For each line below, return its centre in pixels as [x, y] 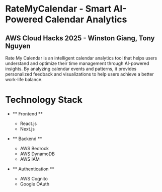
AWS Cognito [34, 178]
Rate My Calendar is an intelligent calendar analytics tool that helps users [81, 58]
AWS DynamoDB [37, 154]
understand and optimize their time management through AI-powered [77, 63]
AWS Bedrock [34, 148]
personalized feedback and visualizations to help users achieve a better [80, 74]
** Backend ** [27, 139]
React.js [28, 123]
